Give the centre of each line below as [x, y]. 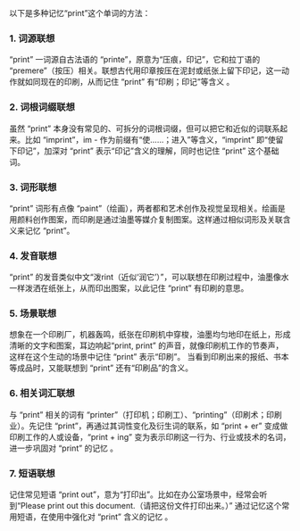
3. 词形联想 [33, 187]
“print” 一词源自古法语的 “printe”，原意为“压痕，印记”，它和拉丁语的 [135, 60]
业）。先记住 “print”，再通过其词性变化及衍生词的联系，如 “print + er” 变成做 [149, 426]
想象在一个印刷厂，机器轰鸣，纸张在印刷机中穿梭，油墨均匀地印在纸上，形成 [150, 335]
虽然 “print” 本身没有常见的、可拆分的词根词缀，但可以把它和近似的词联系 [145, 129]
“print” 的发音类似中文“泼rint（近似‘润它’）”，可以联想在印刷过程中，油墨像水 [149, 277]
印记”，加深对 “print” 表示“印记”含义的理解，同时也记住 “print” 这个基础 [148, 151]
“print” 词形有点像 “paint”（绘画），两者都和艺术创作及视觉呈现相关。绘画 [144, 208]
